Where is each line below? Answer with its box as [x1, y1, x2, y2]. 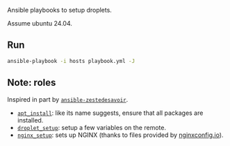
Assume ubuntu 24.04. [7, 19, 73, 27]
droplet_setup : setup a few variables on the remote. [17, 123, 167, 131]
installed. [17, 116, 44, 124]
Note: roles [7, 77, 56, 89]
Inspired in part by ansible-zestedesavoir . [7, 95, 129, 103]
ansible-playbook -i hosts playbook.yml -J [7, 57, 135, 64]
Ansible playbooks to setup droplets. [7, 6, 113, 14]
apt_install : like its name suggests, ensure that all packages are [17, 109, 204, 117]
